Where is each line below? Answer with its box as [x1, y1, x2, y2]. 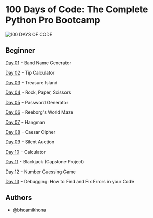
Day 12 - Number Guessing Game [5, 168, 76, 175]
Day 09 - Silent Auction [5, 139, 55, 145]
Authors [5, 193, 32, 202]
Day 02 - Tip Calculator [5, 69, 55, 76]
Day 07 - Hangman [5, 119, 45, 125]
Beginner [5, 46, 35, 55]
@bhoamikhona [12, 207, 46, 213]
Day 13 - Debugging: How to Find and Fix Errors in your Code [5, 178, 135, 184]
